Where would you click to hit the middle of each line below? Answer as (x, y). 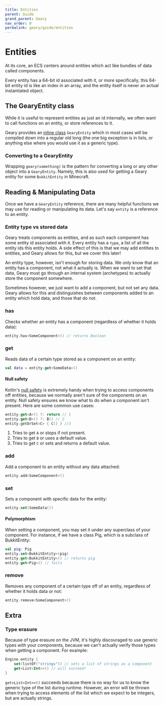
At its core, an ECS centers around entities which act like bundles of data (79, 66)
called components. (25, 71)
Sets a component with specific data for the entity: (56, 499)
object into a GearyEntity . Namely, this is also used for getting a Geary (76, 171)
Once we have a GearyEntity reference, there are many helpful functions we (82, 204)
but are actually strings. (29, 698)
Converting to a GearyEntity (39, 156)
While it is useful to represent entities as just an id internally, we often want (81, 118)
